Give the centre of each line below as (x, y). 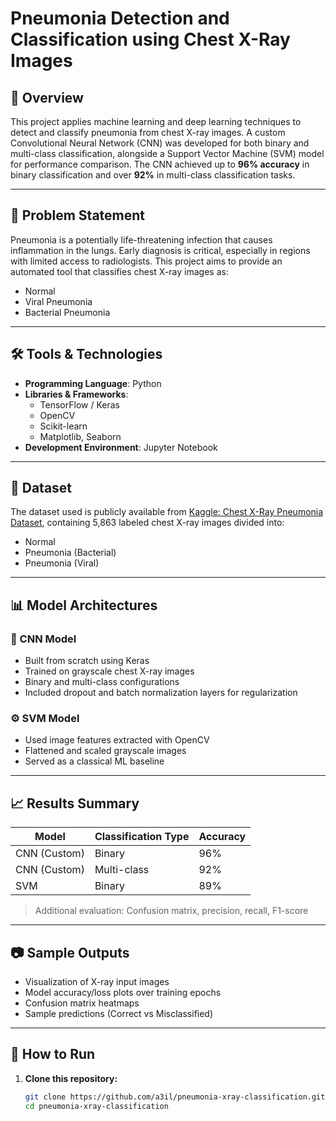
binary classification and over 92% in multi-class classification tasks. (153, 175)
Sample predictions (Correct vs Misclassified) (119, 1014)
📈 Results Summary (75, 803)
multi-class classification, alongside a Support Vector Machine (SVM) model (167, 153)
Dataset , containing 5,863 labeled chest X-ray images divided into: (147, 523)
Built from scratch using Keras (87, 661)
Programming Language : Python (93, 383)
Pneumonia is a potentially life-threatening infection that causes (141, 239)
